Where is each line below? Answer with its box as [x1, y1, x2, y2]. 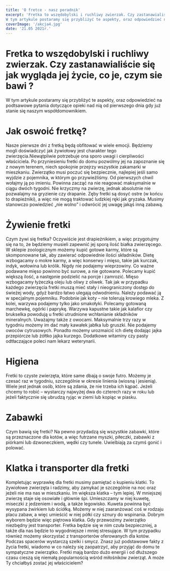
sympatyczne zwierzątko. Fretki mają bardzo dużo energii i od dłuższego [6, 549, 158, 555]
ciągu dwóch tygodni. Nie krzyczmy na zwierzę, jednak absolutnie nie [6, 185, 151, 191]
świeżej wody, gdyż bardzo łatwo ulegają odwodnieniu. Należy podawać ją [6, 290, 161, 296]
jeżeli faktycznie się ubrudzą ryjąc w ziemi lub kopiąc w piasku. [6, 394, 138, 400]
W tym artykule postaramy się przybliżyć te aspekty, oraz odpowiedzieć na [6, 97, 162, 103]
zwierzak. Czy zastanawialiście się [6, 59, 155, 70]
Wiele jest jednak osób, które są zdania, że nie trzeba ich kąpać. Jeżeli [6, 383, 153, 389]
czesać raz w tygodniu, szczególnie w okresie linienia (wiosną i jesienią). [6, 378, 157, 384]
